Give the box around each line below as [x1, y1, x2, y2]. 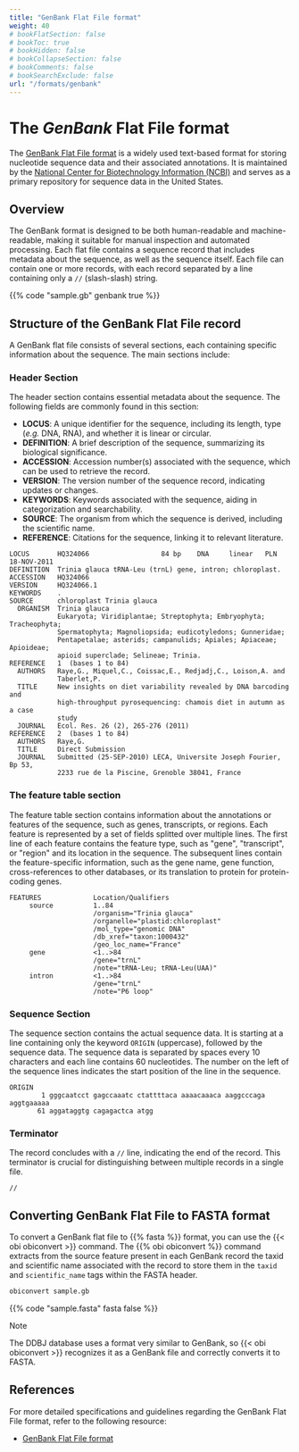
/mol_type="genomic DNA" [93, 924, 186, 933]
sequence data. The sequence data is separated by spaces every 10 [9, 1047, 261, 1058]
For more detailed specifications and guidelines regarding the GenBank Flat [9, 1406, 287, 1416]
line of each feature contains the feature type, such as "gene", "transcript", [9, 838, 285, 848]
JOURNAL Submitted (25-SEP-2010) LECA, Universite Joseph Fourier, [17, 753, 281, 762]
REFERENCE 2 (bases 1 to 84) [9, 730, 129, 739]
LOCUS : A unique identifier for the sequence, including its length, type [21, 419, 281, 430]
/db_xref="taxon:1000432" [93, 932, 190, 941]
